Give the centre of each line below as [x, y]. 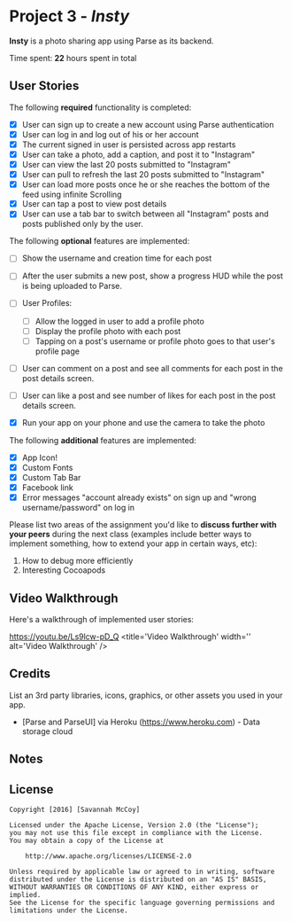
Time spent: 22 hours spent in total [73, 58]
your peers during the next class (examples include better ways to [131, 535]
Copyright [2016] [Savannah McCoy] [75, 810]
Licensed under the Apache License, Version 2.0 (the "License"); [134, 825]
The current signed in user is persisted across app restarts [129, 145]
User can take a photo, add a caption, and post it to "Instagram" [138, 154]
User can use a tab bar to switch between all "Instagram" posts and [145, 214]
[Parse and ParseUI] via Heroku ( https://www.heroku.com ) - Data [141, 722]
